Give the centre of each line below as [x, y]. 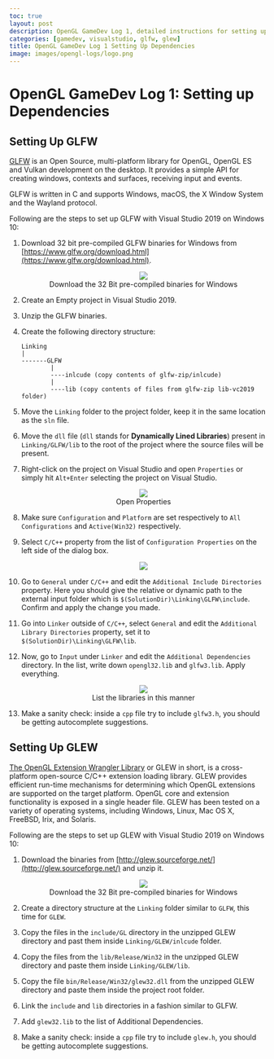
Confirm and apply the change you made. [91, 607]
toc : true [26, 16]
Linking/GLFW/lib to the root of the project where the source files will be [142, 444]
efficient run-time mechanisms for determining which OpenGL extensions [132, 784]
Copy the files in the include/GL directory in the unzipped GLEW [128, 932]
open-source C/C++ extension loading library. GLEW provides [143, 776]
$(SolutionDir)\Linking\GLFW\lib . [78, 641]
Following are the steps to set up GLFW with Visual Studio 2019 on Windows [137, 218]
